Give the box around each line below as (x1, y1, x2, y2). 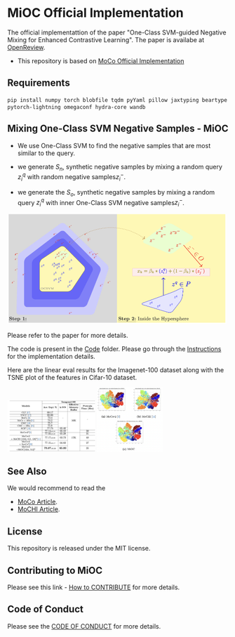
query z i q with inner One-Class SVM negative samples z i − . (17, 197, 184, 209)
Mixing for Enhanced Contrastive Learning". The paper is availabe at (7, 35, 205, 44)
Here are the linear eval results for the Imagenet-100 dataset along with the (7, 366, 224, 374)
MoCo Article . (17, 497, 58, 506)
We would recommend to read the (7, 484, 106, 492)
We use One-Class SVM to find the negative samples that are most (17, 141, 211, 150)
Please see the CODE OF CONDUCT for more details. (7, 622, 161, 630)
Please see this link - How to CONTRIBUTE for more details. (7, 583, 180, 591)
